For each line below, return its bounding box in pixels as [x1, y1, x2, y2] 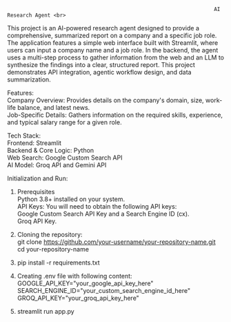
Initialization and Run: [7, 174, 68, 182]
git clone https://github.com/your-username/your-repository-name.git [17, 238, 216, 246]
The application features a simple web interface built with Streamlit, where [7, 39, 219, 47]
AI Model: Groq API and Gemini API [7, 161, 107, 169]
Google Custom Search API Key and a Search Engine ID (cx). [17, 210, 190, 218]
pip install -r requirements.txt [17, 258, 100, 267]
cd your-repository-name [17, 245, 90, 253]
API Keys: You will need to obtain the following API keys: [17, 202, 177, 210]
